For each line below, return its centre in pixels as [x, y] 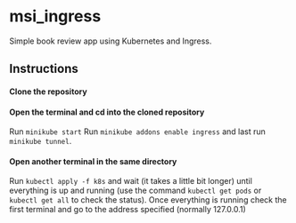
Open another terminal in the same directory [93, 161]
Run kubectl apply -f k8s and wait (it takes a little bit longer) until [131, 181]
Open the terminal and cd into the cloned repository [107, 112]
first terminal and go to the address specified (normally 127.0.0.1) [128, 210]
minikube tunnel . [41, 141]
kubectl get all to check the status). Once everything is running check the [148, 200]
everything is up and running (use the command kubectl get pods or [136, 191]
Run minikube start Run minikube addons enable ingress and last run [137, 131]
